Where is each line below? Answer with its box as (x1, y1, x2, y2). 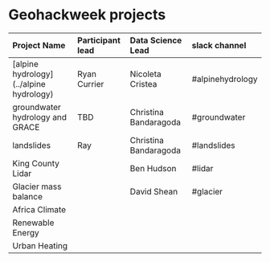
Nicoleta (129, 68, 162, 80)
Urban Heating (12, 239, 68, 251)
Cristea (129, 78, 157, 89)
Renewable (12, 217, 55, 228)
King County (12, 158, 60, 169)
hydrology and (12, 111, 67, 122)
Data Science (129, 35, 182, 46)
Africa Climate (12, 203, 67, 215)
